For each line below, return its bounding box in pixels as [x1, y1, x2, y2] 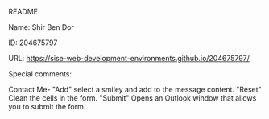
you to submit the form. [8, 102, 86, 111]
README [8, 7, 39, 16]
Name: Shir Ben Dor [8, 23, 74, 31]
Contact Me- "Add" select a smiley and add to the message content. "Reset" [8, 84, 262, 94]
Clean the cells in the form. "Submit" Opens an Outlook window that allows [8, 93, 257, 103]
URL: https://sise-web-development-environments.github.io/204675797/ [8, 54, 250, 63]
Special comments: [8, 69, 72, 79]
